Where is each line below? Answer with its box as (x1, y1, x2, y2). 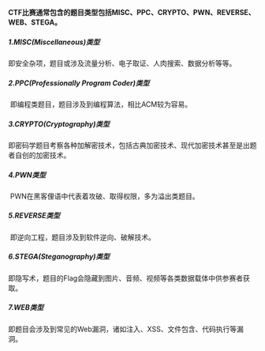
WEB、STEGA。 (8, 17, 62, 27)
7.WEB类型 (8, 303, 44, 312)
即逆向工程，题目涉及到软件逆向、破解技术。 (9, 232, 155, 242)
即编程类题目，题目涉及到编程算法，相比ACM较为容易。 (9, 99, 192, 109)
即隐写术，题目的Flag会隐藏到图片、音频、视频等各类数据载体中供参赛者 (8, 273, 244, 283)
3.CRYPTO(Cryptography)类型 (8, 119, 110, 129)
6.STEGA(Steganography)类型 (8, 252, 110, 262)
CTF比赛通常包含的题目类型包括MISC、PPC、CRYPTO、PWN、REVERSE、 (8, 8, 256, 17)
